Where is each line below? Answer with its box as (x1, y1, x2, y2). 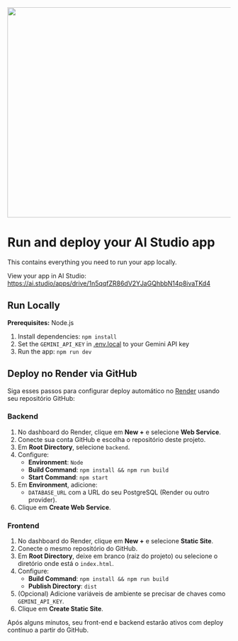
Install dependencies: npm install (17, 332, 117, 341)
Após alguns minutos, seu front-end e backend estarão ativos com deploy (7, 618, 224, 627)
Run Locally (7, 300, 60, 312)
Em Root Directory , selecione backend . (17, 443, 130, 451)
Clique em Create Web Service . (17, 503, 111, 511)
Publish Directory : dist (28, 582, 98, 591)
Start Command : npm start (28, 472, 108, 481)
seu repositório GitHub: (7, 394, 76, 402)
